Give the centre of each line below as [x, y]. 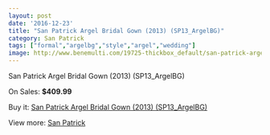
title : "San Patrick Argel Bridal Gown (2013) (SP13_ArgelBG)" [117, 31]
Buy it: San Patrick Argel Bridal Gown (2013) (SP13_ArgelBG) [108, 107]
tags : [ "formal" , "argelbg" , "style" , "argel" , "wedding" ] [102, 46]
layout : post [30, 16]
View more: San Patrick [47, 123]
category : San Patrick [46, 38]
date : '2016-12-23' [41, 23]
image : [19, 53]
